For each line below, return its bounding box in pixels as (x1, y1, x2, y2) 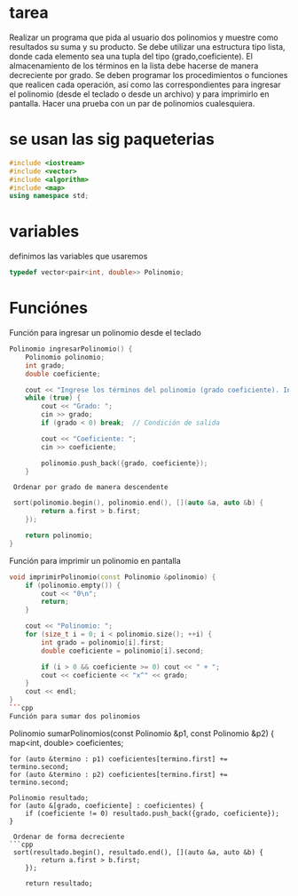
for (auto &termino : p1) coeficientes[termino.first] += (9, 754, 228, 764)
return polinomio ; (25, 531, 93, 540)
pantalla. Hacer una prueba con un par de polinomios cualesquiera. (9, 98, 255, 108)
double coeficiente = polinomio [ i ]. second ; (41, 646, 204, 655)
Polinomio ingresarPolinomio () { (9, 345, 133, 353)
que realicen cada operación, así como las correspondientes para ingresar (9, 79, 281, 90)
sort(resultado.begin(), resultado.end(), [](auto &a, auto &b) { (12, 847, 264, 857)
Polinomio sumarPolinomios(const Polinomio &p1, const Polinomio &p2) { (9, 727, 275, 739)
